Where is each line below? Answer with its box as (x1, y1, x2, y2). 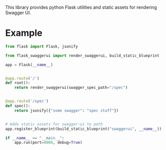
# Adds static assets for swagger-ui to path (5, 121, 103, 127)
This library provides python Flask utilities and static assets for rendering (5, 5, 157, 10)
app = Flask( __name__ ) (5, 62, 53, 67)
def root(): (5, 80, 30, 85)
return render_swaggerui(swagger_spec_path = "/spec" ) (14, 85, 128, 90)
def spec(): (5, 104, 30, 109)
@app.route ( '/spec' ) (5, 98, 49, 104)
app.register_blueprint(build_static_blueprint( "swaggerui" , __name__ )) (5, 126, 162, 131)
